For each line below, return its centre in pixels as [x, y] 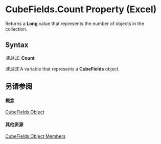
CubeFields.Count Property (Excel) [81, 9]
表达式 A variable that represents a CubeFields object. [63, 69]
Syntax [17, 45]
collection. [16, 29]
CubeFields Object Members [36, 136]
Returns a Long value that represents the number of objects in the [75, 23]
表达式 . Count [20, 58]
